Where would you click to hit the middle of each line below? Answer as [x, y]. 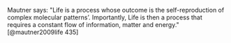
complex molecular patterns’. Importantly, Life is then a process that [105, 17]
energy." [167, 25]
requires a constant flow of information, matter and [81, 25]
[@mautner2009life [35, 32]
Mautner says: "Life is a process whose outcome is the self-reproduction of [116, 10]
